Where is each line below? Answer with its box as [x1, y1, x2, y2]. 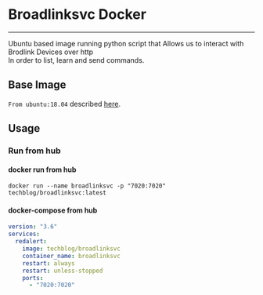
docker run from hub [8, 165, 77, 174]
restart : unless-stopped [22, 267, 103, 275]
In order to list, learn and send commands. [8, 55, 145, 64]
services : [8, 230, 41, 239]
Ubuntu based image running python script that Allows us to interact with [8, 38, 244, 48]
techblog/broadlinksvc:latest [8, 189, 107, 197]
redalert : [15, 238, 47, 246]
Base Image [8, 78, 67, 92]
